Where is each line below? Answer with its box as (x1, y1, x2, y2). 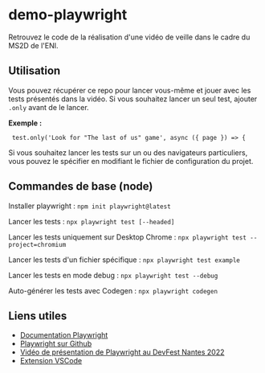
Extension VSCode (19, 356, 83, 366)
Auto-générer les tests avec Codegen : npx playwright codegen (8, 285, 218, 295)
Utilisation (8, 64, 61, 78)
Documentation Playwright (19, 330, 108, 340)
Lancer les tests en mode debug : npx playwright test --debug (8, 270, 218, 280)
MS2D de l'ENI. (8, 40, 59, 50)
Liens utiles (8, 309, 67, 322)
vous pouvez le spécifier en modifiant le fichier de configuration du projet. (8, 156, 254, 166)
